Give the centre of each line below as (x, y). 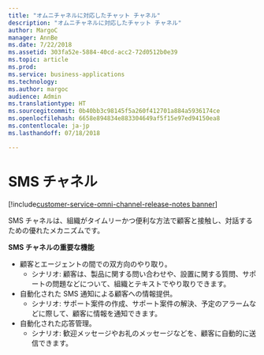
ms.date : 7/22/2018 (40, 45)
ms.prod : (22, 67)
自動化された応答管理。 (58, 323)
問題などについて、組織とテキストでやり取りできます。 (141, 283)
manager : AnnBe (33, 38)
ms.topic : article (38, 60)
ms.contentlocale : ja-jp (49, 126)
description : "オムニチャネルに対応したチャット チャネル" (95, 23)
